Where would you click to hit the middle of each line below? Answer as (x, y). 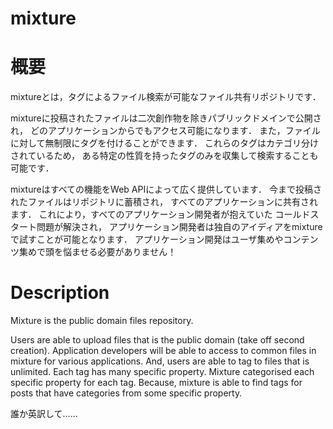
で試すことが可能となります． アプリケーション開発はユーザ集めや (147, 239)
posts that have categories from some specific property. (126, 393)
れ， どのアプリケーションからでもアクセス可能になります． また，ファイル (165, 131)
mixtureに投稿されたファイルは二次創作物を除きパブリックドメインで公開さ (166, 118)
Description (60, 293)
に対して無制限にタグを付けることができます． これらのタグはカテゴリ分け (164, 143)
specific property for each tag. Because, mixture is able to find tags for (156, 383)
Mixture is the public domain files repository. (102, 321)
